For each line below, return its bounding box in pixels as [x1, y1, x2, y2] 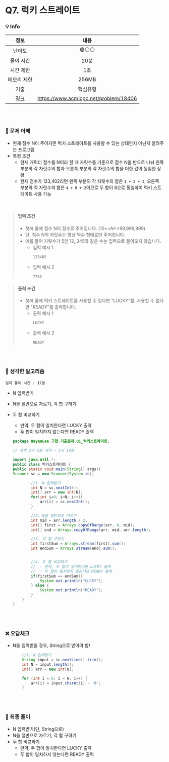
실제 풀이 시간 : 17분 [5, 380, 45, 386]
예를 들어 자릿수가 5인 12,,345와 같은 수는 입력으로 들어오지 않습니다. [25, 238, 161, 244]
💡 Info [5, 23, 20, 30]
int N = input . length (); [22, 662, 74, 667]
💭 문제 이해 [5, 128, 30, 135]
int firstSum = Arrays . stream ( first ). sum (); [31, 541, 126, 546]
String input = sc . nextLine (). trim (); [22, 657, 103, 663]
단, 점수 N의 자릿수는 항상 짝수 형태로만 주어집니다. [25, 232, 126, 238]
